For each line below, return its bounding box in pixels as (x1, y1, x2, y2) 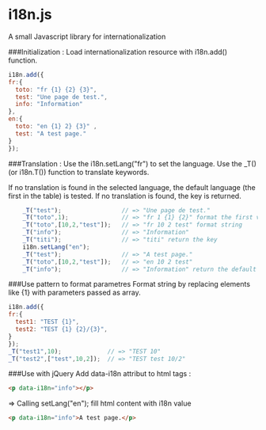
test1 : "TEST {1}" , (15, 318, 80, 326)
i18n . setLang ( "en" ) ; (22, 243, 90, 251)
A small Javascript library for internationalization (8, 32, 166, 41)
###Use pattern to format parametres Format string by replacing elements (8, 280, 251, 289)
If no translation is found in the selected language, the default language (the (8, 182, 256, 192)
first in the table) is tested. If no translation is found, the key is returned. (8, 191, 241, 200)
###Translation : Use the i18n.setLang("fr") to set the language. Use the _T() (8, 158, 257, 168)
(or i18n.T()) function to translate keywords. (8, 167, 150, 177)
